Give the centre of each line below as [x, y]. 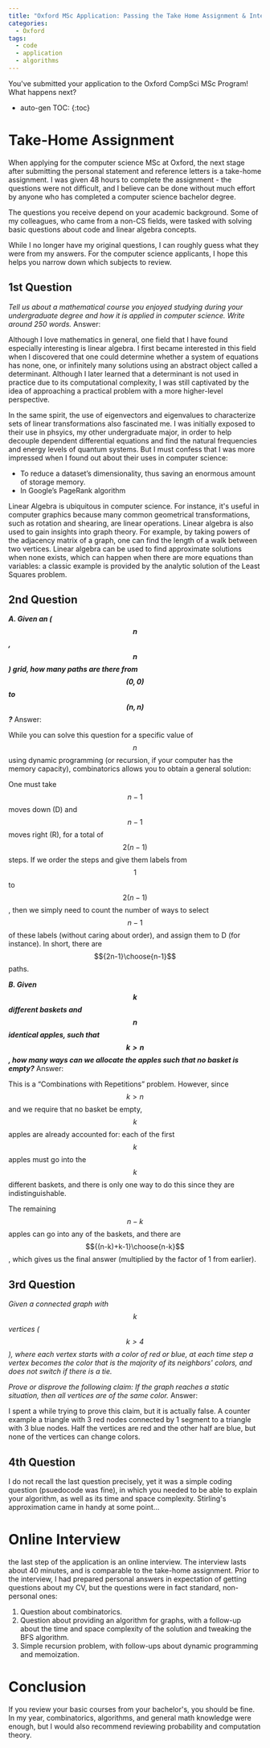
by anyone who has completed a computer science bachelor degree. [122, 196]
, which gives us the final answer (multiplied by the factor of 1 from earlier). [133, 1259]
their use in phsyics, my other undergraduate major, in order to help [120, 432]
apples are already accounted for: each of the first [92, 1135]
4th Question [42, 1462]
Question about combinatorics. [71, 1612]
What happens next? [43, 92]
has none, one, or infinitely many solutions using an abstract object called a [133, 365]
